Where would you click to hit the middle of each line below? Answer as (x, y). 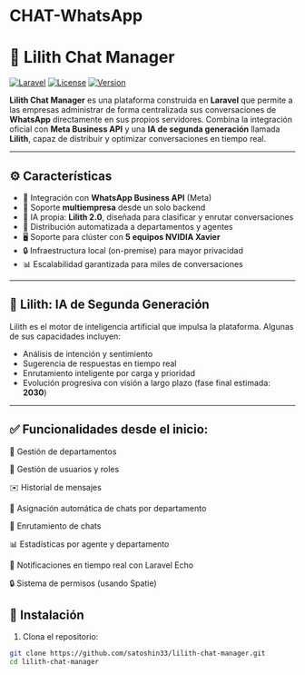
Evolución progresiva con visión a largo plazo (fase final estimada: (146, 382)
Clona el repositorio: (60, 637)
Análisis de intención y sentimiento (88, 353)
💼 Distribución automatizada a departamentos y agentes (128, 226)
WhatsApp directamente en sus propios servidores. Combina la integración (151, 120)
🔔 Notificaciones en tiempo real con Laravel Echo (101, 565)
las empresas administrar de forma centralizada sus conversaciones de (143, 110)
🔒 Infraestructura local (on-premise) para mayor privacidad (133, 250)
